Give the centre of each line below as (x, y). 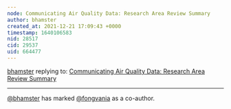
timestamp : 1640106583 (40, 33)
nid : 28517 (23, 39)
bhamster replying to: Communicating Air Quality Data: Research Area (106, 71)
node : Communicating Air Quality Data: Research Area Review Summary (109, 13)
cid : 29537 (23, 45)
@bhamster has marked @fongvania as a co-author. (81, 98)
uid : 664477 (24, 52)
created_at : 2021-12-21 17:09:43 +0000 (64, 26)
